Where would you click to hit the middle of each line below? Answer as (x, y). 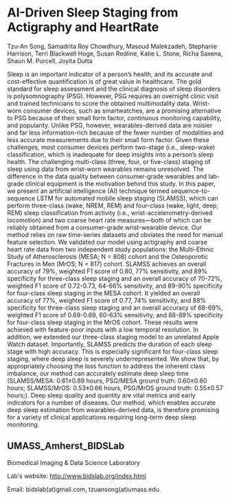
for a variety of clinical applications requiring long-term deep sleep (102, 417)
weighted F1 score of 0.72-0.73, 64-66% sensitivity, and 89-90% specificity (115, 286)
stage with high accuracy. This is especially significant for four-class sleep (113, 351)
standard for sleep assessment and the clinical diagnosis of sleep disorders (114, 89)
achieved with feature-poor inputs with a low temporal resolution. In (103, 329)
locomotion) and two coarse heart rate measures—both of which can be (109, 220)
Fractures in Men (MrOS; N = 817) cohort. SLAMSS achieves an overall (107, 264)
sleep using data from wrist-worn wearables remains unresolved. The (105, 169)
